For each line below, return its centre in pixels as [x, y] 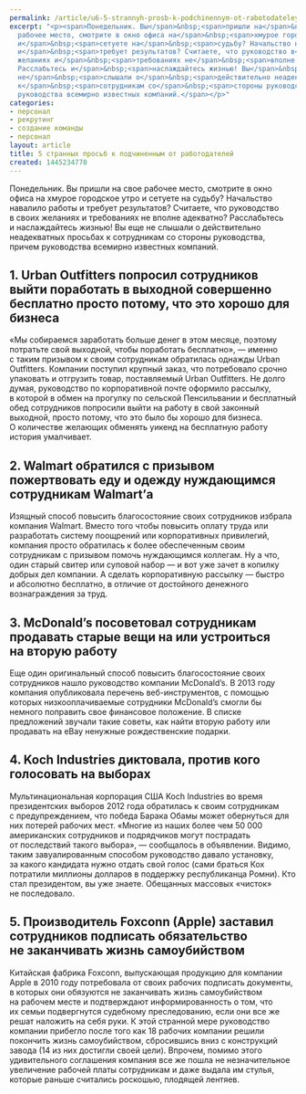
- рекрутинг [32, 120]
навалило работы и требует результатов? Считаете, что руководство [144, 207]
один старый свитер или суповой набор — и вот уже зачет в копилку [144, 565]
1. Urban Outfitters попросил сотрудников [134, 275]
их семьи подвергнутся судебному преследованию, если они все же [145, 1011]
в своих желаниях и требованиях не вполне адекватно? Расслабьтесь [147, 217]
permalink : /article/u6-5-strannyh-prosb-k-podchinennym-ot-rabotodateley [154, 18]
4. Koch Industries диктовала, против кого [135, 760]
